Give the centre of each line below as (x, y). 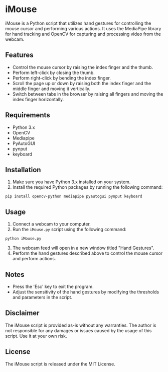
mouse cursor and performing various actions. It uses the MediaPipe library (83, 28)
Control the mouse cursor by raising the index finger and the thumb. (83, 67)
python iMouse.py (23, 239)
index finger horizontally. (38, 99)
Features (19, 55)
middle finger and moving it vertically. (51, 89)
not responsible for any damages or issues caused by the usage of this (78, 330)
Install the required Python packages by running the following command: (88, 187)
